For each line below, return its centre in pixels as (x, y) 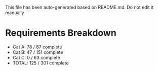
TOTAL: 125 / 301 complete (41, 63)
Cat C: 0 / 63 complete (36, 57)
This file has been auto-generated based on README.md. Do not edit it (80, 7)
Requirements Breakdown (61, 33)
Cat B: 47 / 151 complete (38, 52)
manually (15, 13)
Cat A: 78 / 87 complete (37, 47)
